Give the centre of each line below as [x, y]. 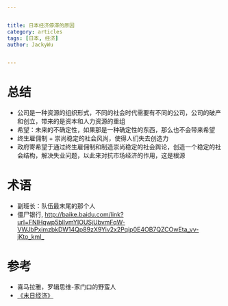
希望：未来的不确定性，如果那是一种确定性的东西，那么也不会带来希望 [116, 130]
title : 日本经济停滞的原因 [41, 25]
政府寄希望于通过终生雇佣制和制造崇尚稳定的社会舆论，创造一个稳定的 [116, 147]
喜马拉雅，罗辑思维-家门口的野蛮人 [66, 287]
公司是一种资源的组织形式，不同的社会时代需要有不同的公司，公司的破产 [119, 113]
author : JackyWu [30, 44]
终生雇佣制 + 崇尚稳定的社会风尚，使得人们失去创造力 [93, 138]
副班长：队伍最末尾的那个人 [56, 206]
